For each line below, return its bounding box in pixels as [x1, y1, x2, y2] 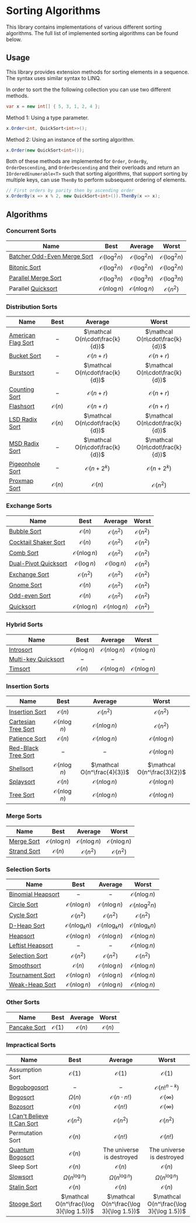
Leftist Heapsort [9, 942, 54, 950]
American [9, 332, 36, 340]
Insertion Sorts [6, 682, 50, 690]
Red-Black [9, 744, 39, 752]
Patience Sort [9, 735, 47, 743]
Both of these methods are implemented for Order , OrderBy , [6, 158, 148, 165]
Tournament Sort [9, 971, 55, 979]
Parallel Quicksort [9, 285, 58, 293]
